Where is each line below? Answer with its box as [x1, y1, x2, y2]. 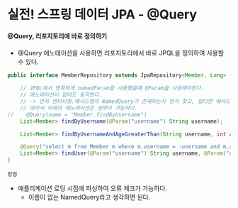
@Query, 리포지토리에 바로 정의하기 [7, 31, 108, 40]
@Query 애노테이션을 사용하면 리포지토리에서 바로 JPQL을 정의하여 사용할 [17, 49, 225, 58]
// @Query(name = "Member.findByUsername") [7, 111, 147, 118]
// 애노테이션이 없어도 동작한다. [20, 92, 103, 99]
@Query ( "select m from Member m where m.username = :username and [20, 143, 220, 150]
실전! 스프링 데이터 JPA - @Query [7, 6, 197, 23]
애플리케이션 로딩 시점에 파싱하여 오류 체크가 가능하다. [17, 184, 168, 192]
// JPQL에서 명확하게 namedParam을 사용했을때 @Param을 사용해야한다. [20, 84, 205, 92]
